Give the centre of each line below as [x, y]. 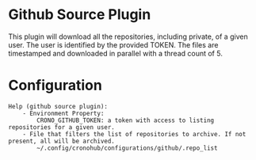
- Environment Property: [63, 113]
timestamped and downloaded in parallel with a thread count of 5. [116, 53]
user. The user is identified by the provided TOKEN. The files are [113, 44]
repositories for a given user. [61, 127]
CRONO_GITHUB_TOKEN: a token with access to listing [126, 120]
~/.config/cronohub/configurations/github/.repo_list [127, 148]
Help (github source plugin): [58, 106]
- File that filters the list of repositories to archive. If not [134, 134]
